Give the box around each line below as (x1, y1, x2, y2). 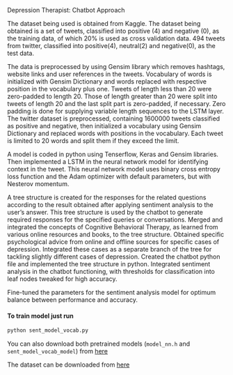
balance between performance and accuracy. (7, 296, 138, 304)
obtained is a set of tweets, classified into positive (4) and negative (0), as (7, 27, 220, 35)
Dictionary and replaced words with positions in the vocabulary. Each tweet (7, 129, 224, 137)
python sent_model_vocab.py (7, 327, 89, 334)
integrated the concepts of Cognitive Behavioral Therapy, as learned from (7, 223, 218, 231)
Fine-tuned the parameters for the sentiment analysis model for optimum (7, 289, 216, 296)
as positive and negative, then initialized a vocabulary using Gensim (7, 122, 202, 130)
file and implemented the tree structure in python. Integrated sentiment (7, 260, 211, 268)
